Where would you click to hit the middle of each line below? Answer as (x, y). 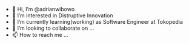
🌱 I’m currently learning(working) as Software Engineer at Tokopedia (98, 22)
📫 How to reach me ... (40, 35)
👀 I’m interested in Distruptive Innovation (62, 15)
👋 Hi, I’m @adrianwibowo (43, 9)
